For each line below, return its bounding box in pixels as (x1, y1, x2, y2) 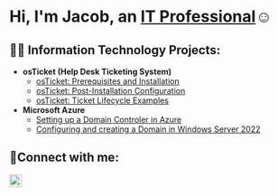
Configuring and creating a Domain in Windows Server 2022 (35, 124, 261, 135)
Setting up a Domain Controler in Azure (35, 115, 182, 125)
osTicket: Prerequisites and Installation (35, 76, 181, 87)
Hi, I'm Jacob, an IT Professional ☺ (9, 6, 273, 27)
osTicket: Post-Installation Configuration (35, 86, 186, 96)
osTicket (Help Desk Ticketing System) (22, 66, 172, 77)
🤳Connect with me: (9, 150, 119, 165)
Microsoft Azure (22, 105, 86, 115)
